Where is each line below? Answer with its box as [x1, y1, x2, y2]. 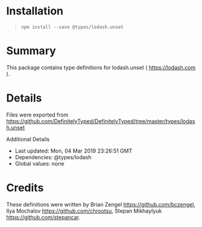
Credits [6, 181, 44, 195]
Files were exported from [6, 111, 69, 118]
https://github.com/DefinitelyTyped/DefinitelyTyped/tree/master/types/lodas [6, 117, 195, 124]
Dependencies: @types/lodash [14, 153, 92, 160]
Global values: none [14, 160, 64, 167]
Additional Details [6, 135, 50, 142]
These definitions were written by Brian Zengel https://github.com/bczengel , [6, 201, 195, 208]
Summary [6, 44, 56, 58]
